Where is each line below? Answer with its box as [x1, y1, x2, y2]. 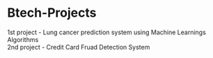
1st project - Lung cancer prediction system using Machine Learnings [7, 28, 207, 36]
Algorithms [7, 35, 39, 43]
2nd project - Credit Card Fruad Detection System [7, 43, 150, 51]
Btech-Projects [7, 5, 97, 21]
